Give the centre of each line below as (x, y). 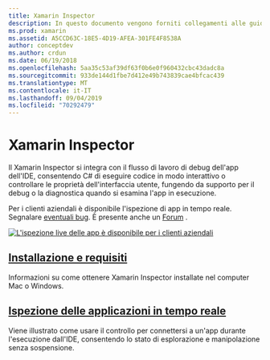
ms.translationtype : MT (48, 83)
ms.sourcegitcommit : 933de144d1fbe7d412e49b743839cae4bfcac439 (117, 76)
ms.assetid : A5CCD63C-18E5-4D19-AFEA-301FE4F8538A (95, 38)
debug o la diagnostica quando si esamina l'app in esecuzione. (112, 193)
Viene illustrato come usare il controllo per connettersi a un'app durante (127, 330)
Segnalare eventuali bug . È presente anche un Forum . (98, 217)
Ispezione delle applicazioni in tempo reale (117, 311)
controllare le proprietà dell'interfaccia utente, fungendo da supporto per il (131, 185)
